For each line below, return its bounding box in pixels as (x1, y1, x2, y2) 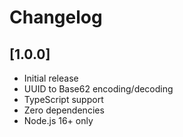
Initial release (23, 72, 79, 84)
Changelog (9, 6, 103, 29)
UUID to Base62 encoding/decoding (23, 83, 174, 95)
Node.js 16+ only (23, 115, 94, 126)
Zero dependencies (23, 104, 105, 116)
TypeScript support (23, 94, 104, 105)
